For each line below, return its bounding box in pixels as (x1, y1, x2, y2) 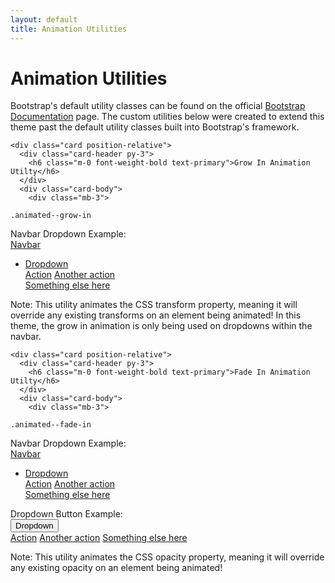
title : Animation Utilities (10, 24, 128, 34)
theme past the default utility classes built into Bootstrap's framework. (10, 121, 300, 133)
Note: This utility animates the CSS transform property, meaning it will (10, 299, 298, 311)
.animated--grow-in (10, 211, 92, 221)
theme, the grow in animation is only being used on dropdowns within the (10, 320, 313, 332)
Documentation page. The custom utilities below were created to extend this (10, 111, 325, 123)
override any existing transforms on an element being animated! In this (10, 309, 302, 321)
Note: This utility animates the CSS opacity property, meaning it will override (10, 551, 325, 563)
